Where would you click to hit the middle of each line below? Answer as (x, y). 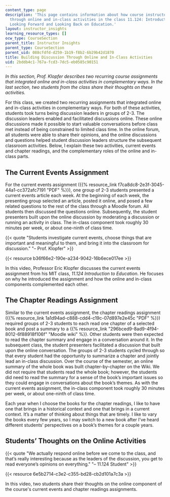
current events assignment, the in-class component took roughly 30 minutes (85, 388)
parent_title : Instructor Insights (43, 43)
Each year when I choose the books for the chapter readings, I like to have (83, 403)
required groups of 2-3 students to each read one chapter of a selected (80, 323)
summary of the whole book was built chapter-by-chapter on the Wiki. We (82, 366)
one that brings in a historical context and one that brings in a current (77, 409)
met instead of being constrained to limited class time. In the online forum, (83, 130)
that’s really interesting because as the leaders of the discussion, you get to (84, 458)
